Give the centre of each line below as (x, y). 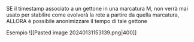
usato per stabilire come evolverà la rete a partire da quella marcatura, (93, 15)
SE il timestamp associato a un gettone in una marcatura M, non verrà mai (97, 9)
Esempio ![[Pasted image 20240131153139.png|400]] (72, 33)
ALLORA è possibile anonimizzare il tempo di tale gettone (77, 21)
